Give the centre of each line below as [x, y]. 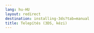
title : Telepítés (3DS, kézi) [36, 23]
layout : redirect [23, 14]
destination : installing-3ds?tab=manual [47, 18]
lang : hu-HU [17, 9]
